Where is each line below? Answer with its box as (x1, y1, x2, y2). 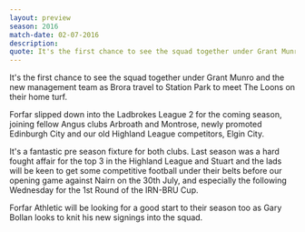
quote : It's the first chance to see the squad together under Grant (9, 47, 279, 56)
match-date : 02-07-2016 (9, 30, 100, 39)
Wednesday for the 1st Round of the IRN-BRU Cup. (9, 185, 199, 196)
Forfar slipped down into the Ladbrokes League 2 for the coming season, (9, 109, 282, 120)
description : (9, 38, 59, 48)
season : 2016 (9, 22, 59, 31)
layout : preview (9, 13, 71, 23)
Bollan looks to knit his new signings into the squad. (9, 212, 203, 223)
